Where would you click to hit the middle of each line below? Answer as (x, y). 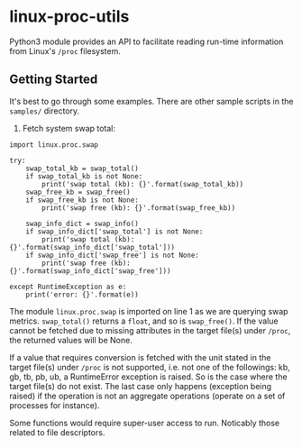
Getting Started (54, 80)
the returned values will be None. (71, 340)
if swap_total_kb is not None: (84, 176)
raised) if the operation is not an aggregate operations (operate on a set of (147, 396)
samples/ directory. (44, 111)
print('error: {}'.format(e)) (82, 295)
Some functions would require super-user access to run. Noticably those (145, 423)
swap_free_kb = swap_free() (78, 192)
